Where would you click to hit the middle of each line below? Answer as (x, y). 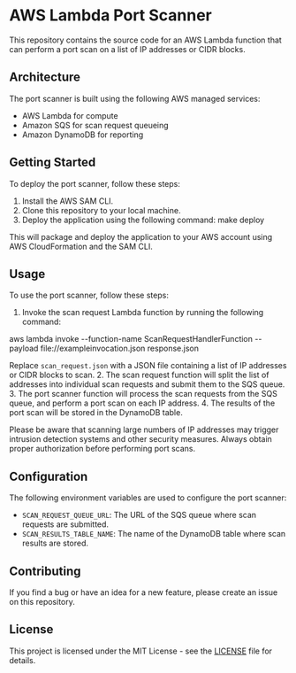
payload (24, 348)
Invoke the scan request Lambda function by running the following (143, 313)
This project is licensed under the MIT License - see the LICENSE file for (140, 651)
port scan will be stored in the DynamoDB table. (96, 413)
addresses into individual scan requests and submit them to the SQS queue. (147, 384)
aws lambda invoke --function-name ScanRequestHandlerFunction (131, 339)
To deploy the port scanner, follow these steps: (95, 183)
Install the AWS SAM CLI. (68, 201)
